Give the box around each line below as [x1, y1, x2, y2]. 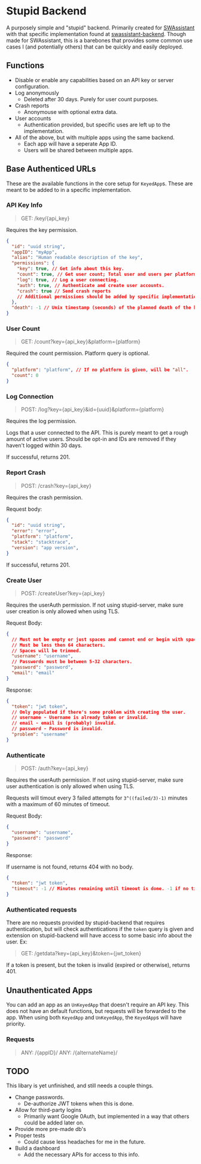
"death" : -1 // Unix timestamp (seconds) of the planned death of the [11, 304, 191, 311]
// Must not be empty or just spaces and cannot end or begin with [11, 637, 184, 643]
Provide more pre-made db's [14, 1126, 87, 1133]
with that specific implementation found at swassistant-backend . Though [6, 30, 187, 37]
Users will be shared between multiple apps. [23, 146, 133, 153]
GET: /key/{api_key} [20, 215, 70, 222]
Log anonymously [14, 89, 59, 97]
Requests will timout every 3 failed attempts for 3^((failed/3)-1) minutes [6, 794, 188, 801]
